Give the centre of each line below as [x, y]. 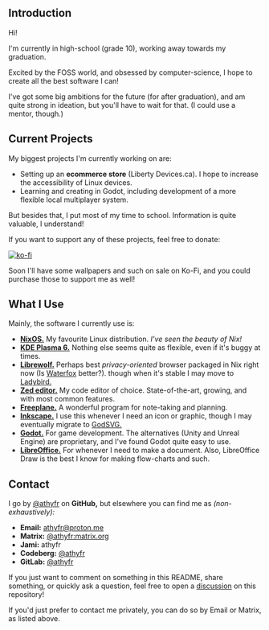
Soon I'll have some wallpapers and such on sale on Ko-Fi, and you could [129, 270]
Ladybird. [36, 382]
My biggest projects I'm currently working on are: [90, 158]
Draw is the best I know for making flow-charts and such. [115, 459]
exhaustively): [32, 512]
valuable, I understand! [46, 224]
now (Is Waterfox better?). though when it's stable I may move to [127, 373]
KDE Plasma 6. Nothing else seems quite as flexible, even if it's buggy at [140, 348]
